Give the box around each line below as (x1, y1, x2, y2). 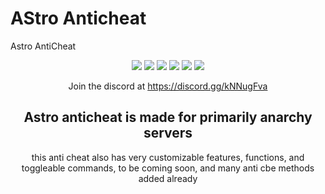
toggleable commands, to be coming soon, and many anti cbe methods (21, 162, 315, 174)
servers (143, 125, 193, 142)
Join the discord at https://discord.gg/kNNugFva (68, 80, 268, 92)
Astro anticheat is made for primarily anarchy (23, 109, 313, 126)
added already (138, 172, 198, 184)
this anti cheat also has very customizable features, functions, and (31, 151, 305, 163)
